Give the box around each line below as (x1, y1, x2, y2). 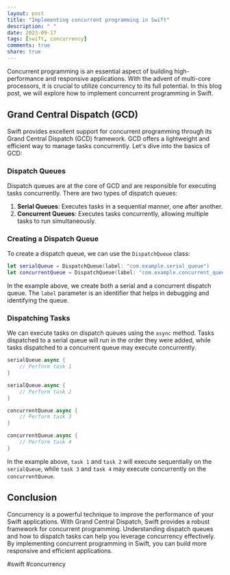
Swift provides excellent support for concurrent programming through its (7, 127, 212, 135)
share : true (7, 49, 41, 56)
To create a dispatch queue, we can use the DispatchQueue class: (7, 250, 190, 258)
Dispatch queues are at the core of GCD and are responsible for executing (7, 181, 217, 189)
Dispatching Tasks (7, 313, 71, 322)
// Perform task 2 (19, 388, 72, 395)
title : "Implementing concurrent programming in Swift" (7, 16, 170, 23)
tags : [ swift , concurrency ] (7, 36, 88, 43)
